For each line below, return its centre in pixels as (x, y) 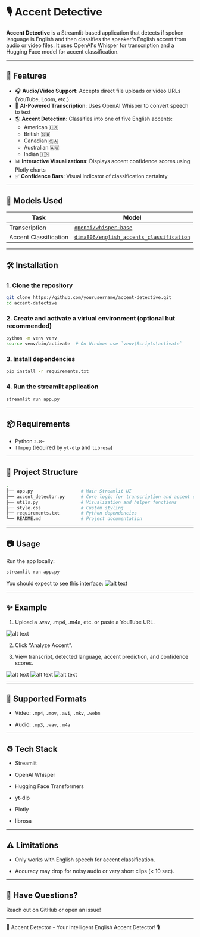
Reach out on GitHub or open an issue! (54, 910)
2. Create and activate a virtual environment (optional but (91, 318)
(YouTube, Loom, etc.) (42, 99)
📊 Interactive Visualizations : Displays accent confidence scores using (102, 161)
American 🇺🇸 (41, 127)
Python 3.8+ (29, 441)
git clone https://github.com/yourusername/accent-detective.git (89, 298)
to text (23, 112)
